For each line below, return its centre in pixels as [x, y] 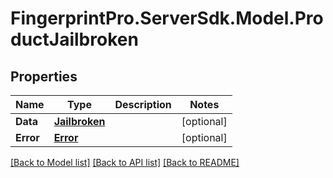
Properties [44, 76]
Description [143, 104]
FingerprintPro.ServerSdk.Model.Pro [167, 18]
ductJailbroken [74, 39]
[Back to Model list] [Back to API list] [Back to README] [125, 162]
